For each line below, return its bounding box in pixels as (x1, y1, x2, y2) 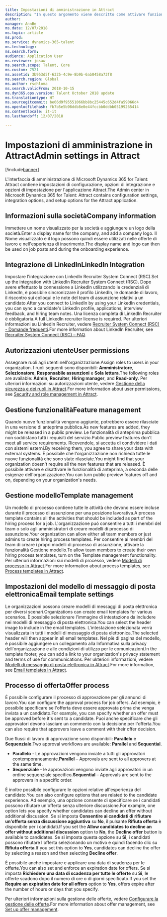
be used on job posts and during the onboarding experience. (5, 246, 130, 252)
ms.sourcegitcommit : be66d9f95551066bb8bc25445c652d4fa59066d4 (5, 100, 139, 105)
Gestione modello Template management (5, 491, 134, 500)
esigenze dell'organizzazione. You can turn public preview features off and (5, 471, 158, 478)
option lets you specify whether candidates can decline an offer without (5, 808, 153, 814)
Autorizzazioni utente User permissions (5, 346, 130, 355)
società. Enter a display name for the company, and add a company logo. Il (5, 230, 157, 236)
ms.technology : (5, 44, 37, 49)
